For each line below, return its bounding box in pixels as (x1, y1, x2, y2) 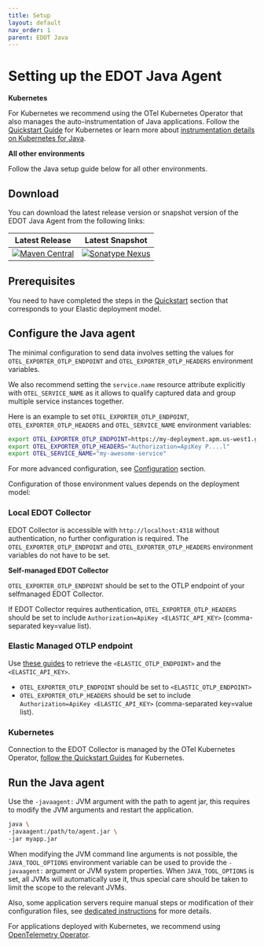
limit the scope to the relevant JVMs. (8, 883, 127, 892)
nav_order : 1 (8, 26, 51, 34)
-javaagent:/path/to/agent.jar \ (8, 827, 118, 835)
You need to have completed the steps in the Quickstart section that (8, 296, 229, 305)
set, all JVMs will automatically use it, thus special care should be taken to (8, 874, 248, 883)
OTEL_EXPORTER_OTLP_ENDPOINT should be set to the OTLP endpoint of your (8, 580, 245, 590)
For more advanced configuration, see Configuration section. (8, 464, 206, 473)
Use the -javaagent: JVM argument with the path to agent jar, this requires (8, 796, 251, 806)
